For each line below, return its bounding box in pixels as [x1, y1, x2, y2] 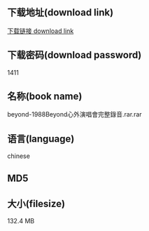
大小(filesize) [7, 198, 65, 210]
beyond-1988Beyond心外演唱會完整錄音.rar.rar [7, 110, 142, 119]
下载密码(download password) [7, 49, 142, 61]
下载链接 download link [7, 27, 74, 35]
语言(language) [7, 133, 75, 145]
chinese [7, 152, 30, 160]
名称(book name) [7, 91, 83, 103]
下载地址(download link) [7, 6, 114, 19]
